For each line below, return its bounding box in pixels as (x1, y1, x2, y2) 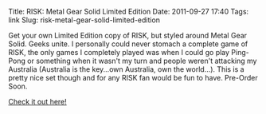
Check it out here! (8, 97, 68, 106)
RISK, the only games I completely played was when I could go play (8, 48, 229, 57)
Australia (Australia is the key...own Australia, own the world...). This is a (8, 65, 244, 74)
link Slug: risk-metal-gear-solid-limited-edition (8, 15, 161, 25)
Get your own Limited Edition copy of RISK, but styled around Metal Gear (8, 31, 248, 40)
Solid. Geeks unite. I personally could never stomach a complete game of (8, 39, 248, 49)
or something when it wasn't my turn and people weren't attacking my (27, 56, 257, 65)
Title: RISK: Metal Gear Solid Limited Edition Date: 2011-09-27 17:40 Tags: (8, 7, 249, 16)
